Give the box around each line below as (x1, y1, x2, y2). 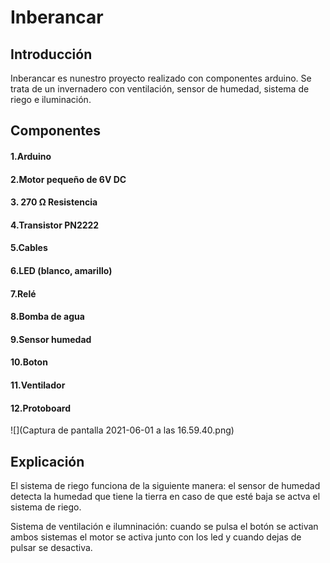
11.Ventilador (10, 379, 66, 391)
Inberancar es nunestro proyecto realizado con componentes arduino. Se (10, 72, 312, 84)
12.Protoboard (10, 402, 71, 414)
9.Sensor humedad (10, 333, 92, 345)
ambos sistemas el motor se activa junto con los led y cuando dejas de (10, 531, 302, 543)
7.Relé (10, 287, 37, 300)
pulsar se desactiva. (10, 541, 93, 553)
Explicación (10, 453, 85, 470)
